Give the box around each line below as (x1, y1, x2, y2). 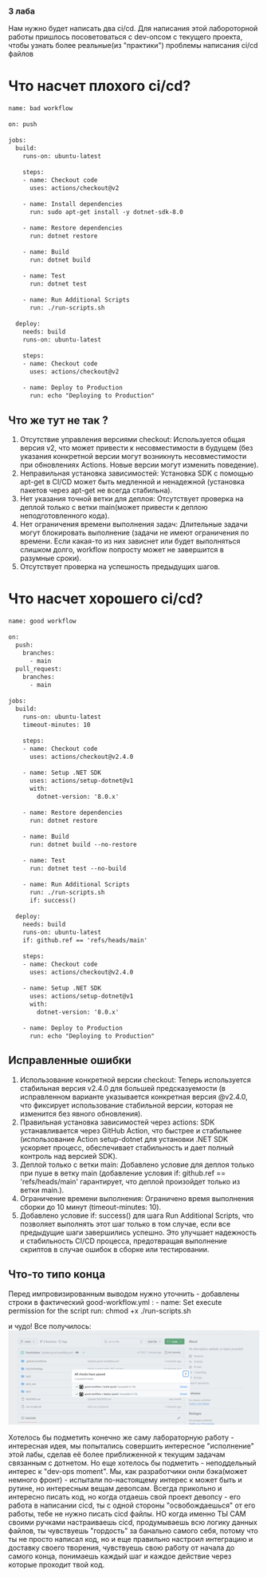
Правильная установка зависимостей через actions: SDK (19, 1117, 215, 1127)
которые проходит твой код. (8, 1559, 105, 1569)
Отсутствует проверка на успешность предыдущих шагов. (19, 562, 221, 571)
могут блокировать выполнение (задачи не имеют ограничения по (19, 528, 249, 538)
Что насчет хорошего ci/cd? (8, 590, 203, 608)
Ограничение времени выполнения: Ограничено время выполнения (19, 1193, 253, 1203)
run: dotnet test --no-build (29, 864, 127, 872)
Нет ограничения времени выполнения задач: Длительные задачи (19, 520, 249, 529)
